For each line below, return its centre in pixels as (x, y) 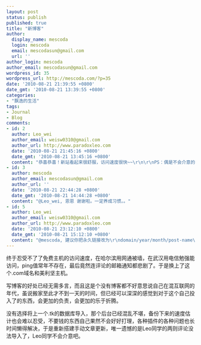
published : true (26, 23)
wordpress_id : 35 (28, 73)
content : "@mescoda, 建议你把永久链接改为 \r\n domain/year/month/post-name (102, 240)
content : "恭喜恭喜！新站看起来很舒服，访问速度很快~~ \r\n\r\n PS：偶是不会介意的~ (105, 162)
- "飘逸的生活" (23, 101)
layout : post (22, 12)
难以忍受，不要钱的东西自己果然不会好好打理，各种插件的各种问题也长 (108, 320)
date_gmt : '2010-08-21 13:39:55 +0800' (56, 90)
